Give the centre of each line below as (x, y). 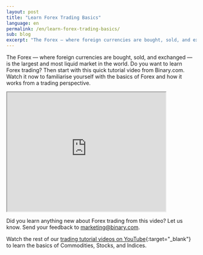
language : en (23, 23)
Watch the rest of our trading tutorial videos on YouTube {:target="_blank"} (99, 239)
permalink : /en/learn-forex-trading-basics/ (63, 29)
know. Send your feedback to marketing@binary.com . (73, 227)
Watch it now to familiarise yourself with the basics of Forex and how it (94, 77)
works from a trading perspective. (49, 83)
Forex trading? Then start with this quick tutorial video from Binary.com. (95, 70)
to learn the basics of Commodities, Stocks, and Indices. (76, 245)
